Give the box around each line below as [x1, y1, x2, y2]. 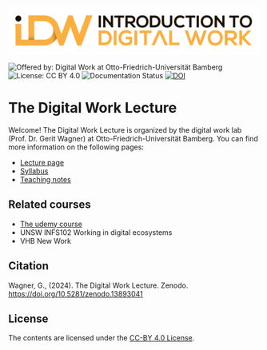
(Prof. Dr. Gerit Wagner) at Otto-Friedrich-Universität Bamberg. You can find [8, 133, 258, 143]
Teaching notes [19, 174, 72, 184]
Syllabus [19, 166, 49, 176]
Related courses [8, 198, 92, 212]
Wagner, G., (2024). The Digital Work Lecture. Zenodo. [8, 280, 189, 290]
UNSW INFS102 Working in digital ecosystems [19, 227, 173, 237]
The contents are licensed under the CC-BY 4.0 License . [8, 333, 195, 343]
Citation [8, 259, 50, 273]
